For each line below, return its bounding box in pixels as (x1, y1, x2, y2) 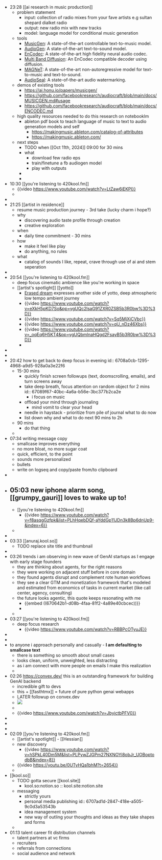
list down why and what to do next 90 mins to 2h (24, 415, 123, 420)
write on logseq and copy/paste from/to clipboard (17, 467, 117, 473)
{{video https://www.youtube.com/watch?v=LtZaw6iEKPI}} (17, 186, 136, 192)
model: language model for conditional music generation (24, 30, 139, 36)
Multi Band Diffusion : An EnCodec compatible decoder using (24, 56, 147, 62)
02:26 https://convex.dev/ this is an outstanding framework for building (9, 673, 154, 679)
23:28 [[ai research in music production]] (9, 4, 93, 10)
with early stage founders (9, 559, 62, 565)
